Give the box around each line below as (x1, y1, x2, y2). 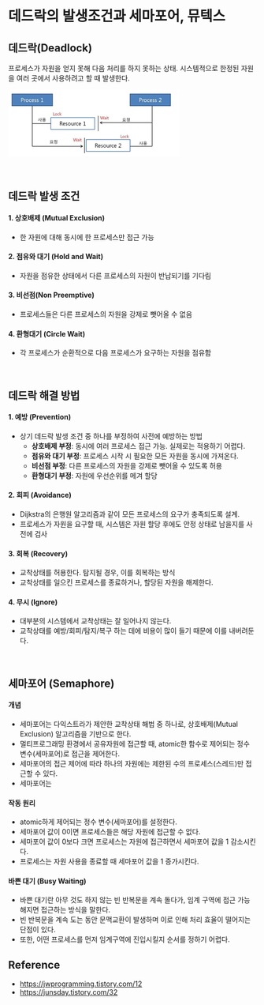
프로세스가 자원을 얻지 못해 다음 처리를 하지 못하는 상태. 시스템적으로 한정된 (8, 64, 240, 73)
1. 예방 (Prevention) (8, 412, 72, 422)
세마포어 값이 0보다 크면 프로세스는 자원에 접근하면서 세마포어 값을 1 (19, 837, 229, 846)
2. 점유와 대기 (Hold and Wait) (8, 252, 104, 262)
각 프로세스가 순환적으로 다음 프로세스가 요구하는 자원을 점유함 (19, 348, 211, 358)
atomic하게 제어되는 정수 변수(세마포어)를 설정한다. (19, 817, 177, 826)
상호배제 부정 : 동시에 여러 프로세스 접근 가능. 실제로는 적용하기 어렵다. (31, 441, 246, 450)
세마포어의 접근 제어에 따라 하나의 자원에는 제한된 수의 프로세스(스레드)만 (19, 759, 244, 768)
